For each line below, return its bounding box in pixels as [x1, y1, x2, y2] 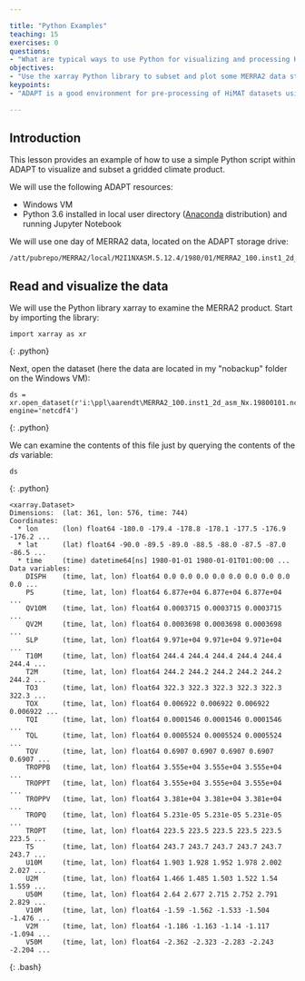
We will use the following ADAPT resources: [9, 182, 173, 193]
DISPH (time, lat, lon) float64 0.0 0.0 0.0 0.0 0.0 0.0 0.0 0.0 [25, 572, 290, 581]
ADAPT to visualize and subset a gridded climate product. [9, 164, 225, 175]
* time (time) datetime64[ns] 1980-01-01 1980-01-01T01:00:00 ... [17, 556, 290, 566]
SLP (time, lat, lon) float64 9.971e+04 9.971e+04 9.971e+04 [25, 636, 282, 645]
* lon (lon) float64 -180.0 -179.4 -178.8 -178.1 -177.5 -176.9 [17, 524, 286, 534]
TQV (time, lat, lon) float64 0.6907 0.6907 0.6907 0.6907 [25, 747, 274, 757]
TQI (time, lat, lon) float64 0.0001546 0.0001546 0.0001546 [25, 715, 282, 725]
